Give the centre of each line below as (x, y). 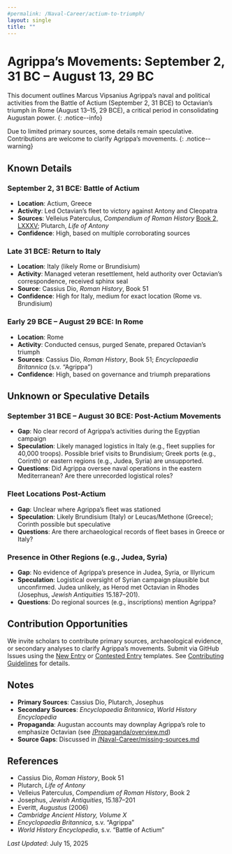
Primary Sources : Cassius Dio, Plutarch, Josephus (90, 702)
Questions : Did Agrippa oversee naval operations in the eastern (109, 469)
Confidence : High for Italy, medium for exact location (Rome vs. (109, 296)
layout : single (29, 20)
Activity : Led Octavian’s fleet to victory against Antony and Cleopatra (117, 211)
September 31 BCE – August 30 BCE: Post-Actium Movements (114, 415)
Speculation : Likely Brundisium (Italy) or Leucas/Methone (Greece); (115, 517)
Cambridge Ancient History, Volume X (72, 815)
